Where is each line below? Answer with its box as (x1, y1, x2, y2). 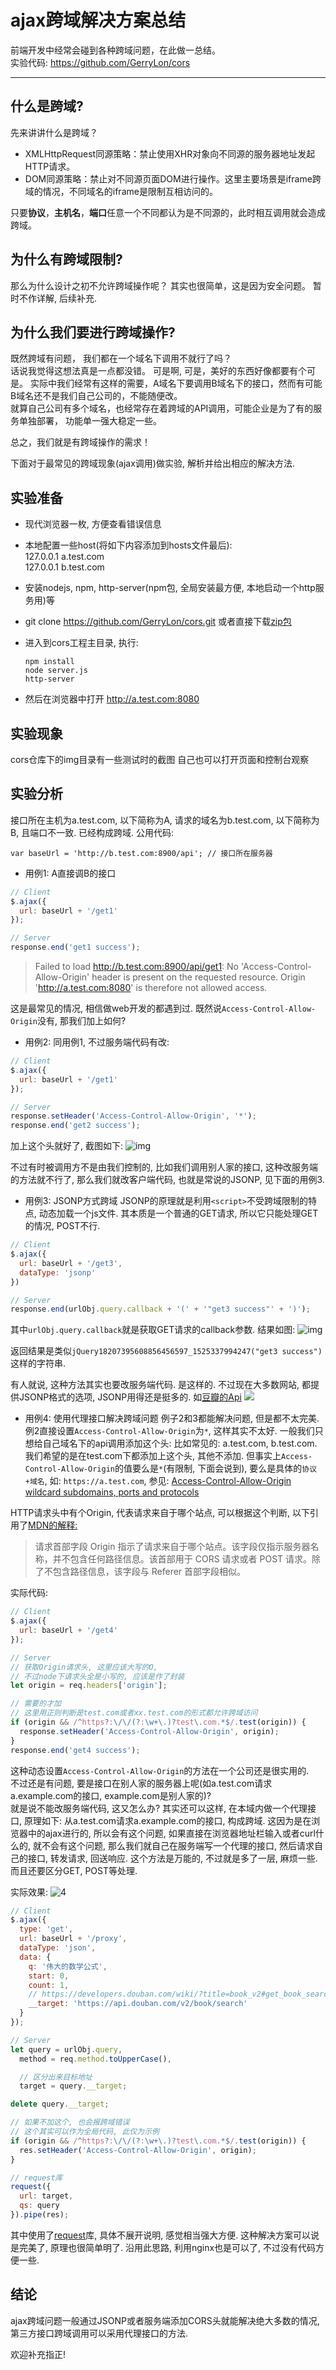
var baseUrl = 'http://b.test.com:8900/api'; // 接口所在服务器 (10, 848, 273, 858)
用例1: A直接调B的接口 (24, 867, 117, 879)
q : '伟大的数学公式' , (28, 1961, 108, 1971)
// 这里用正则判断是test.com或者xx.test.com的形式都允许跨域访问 (10, 1708, 258, 1718)
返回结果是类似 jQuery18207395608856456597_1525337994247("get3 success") (10, 1345, 323, 1357)
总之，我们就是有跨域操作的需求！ (10, 436, 151, 448)
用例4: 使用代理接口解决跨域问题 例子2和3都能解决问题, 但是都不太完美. (24, 1412, 320, 1425)
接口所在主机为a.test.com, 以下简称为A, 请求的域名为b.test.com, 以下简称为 (10, 814, 320, 826)
